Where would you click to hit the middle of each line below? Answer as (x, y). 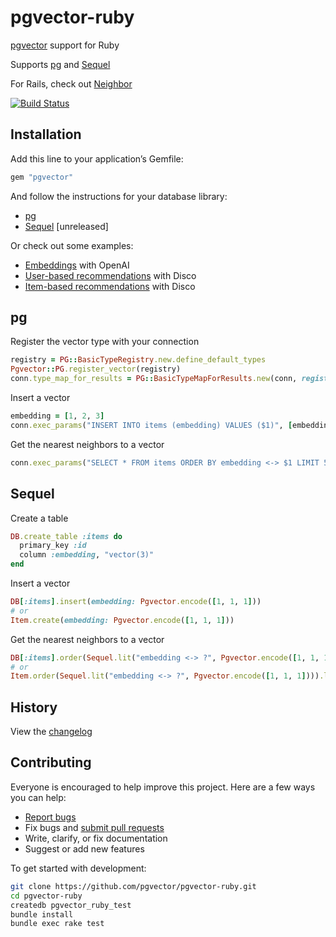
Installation (46, 134)
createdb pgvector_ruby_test (71, 905)
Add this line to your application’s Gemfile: (97, 158)
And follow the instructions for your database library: (119, 196)
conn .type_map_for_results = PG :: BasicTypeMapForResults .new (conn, (154, 379)
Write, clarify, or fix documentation (96, 838)
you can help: (38, 797)
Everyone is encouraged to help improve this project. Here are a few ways (163, 787)
